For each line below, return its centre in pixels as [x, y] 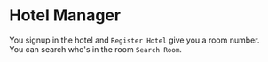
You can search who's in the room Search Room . [95, 49]
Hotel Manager [65, 15]
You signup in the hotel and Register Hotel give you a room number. [134, 40]
